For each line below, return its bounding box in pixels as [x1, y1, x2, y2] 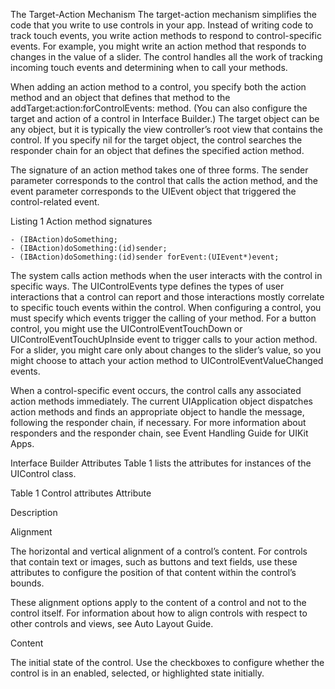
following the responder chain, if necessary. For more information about [10, 417, 307, 428]
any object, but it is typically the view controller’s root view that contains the [10, 124, 323, 135]
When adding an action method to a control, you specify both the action [10, 81, 307, 93]
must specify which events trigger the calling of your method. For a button [10, 312, 317, 324]
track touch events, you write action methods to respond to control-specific [10, 30, 322, 41]
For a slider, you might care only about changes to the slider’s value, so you [10, 344, 322, 356]
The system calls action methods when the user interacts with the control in [10, 270, 323, 281]
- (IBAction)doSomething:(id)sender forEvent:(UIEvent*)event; [10, 252, 280, 262]
